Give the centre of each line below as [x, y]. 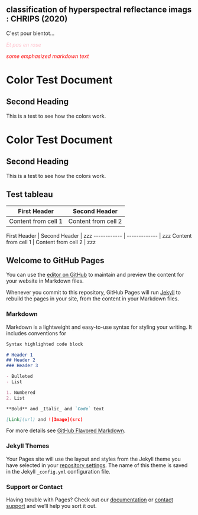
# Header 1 [20, 355]
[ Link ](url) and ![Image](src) [45, 419]
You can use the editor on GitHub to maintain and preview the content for [95, 275]
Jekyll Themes [28, 446]
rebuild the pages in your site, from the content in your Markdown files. [92, 299]
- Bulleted [20, 377]
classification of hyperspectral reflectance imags [99, 10]
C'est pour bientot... [30, 33]
